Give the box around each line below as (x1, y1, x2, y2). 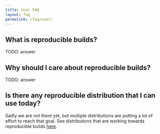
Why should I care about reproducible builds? (5, 63, 151, 72)
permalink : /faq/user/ (5, 17, 53, 22)
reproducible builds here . (5, 123, 57, 129)
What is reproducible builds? (5, 35, 98, 44)
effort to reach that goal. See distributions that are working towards (5, 118, 145, 124)
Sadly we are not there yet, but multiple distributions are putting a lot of (5, 112, 153, 118)
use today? (5, 99, 41, 108)
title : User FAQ (5, 7, 39, 13)
